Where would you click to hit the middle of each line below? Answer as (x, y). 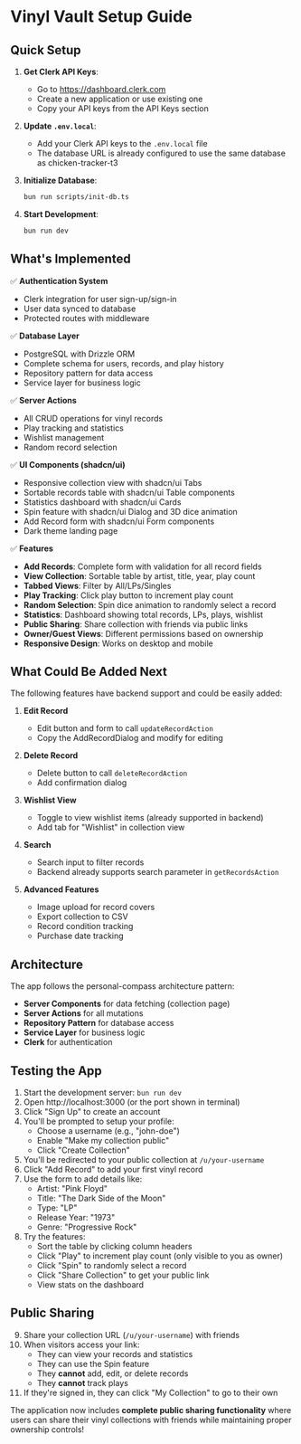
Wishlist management (64, 437)
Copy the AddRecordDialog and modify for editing (130, 738)
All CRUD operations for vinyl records (93, 418)
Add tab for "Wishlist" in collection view (111, 827)
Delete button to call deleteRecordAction (112, 773)
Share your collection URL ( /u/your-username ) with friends (132, 1335)
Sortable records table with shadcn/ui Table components (129, 492)
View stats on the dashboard (90, 1285)
